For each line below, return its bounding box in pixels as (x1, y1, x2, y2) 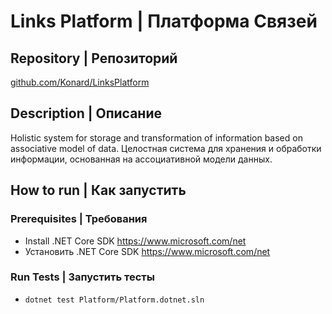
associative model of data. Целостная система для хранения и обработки (10, 142, 322, 154)
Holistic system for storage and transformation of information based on (10, 131, 303, 144)
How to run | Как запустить (10, 182, 187, 199)
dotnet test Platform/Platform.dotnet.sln (24, 295, 205, 305)
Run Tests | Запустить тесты (10, 270, 155, 284)
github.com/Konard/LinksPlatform (10, 76, 150, 88)
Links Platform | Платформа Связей (10, 10, 318, 33)
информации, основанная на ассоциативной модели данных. (10, 153, 273, 165)
